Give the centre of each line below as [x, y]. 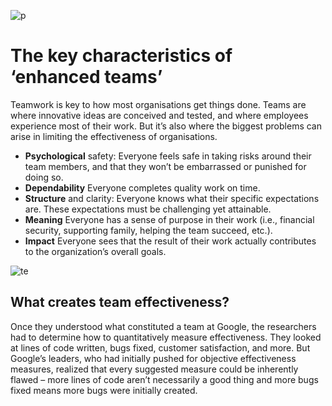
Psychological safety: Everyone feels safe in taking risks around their [168, 156]
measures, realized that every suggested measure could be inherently [154, 369]
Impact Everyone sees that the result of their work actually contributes [170, 241]
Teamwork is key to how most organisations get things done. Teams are [158, 104]
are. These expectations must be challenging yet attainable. [148, 209]
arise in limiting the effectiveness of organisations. [114, 136]
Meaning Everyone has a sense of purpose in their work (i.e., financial [169, 219]
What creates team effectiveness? [120, 302]
